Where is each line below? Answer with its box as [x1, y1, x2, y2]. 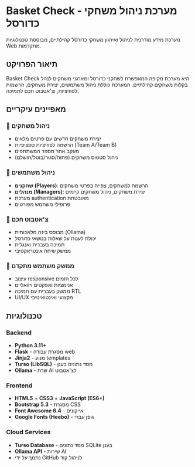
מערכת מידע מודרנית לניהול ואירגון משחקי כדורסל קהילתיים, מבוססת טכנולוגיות [6, 36, 180, 43]
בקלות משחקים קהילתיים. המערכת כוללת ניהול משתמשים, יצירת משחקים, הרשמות [6, 81, 189, 88]
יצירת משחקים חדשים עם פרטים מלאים [14, 135, 101, 142]
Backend [6, 329, 32, 337]
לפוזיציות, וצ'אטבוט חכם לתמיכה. [6, 87, 79, 94]
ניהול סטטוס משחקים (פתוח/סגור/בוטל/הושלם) [14, 154, 118, 161]
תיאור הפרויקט [6, 59, 57, 69]
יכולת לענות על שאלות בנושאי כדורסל [14, 235, 97, 242]
